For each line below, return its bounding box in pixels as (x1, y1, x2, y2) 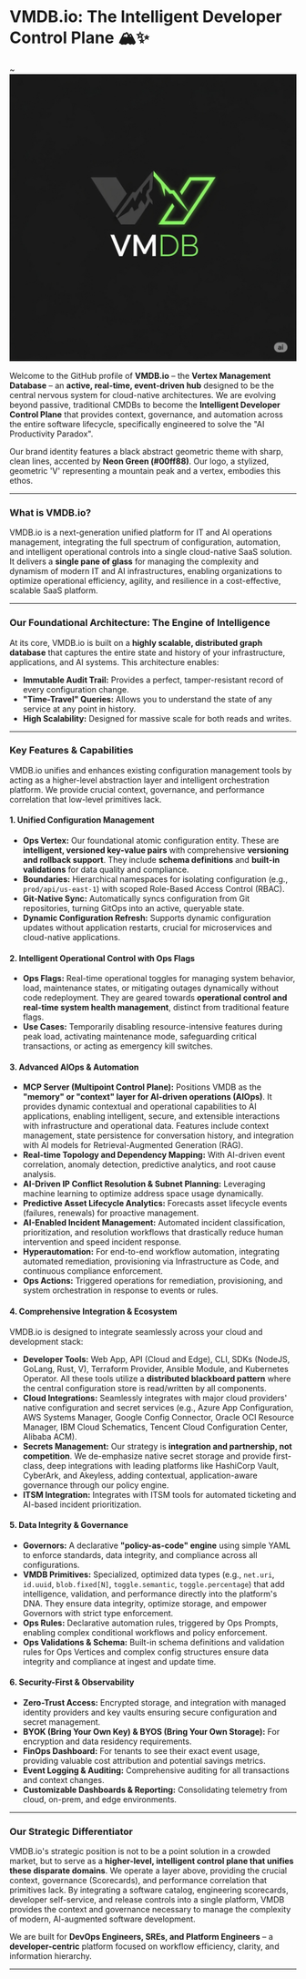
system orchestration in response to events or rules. (22, 1285, 219, 1296)
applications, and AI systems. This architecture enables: (9, 656, 219, 667)
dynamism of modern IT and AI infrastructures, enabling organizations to (9, 566, 282, 577)
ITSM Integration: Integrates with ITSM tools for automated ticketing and (22, 1489, 297, 1500)
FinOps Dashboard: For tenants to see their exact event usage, (22, 1746, 260, 1757)
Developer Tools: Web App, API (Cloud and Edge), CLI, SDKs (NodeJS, (22, 1353, 291, 1364)
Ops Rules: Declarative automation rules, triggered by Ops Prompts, (22, 1617, 279, 1628)
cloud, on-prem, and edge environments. (22, 1794, 178, 1805)
